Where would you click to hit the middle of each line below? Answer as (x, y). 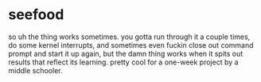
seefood (36, 15)
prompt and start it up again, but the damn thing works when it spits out (126, 53)
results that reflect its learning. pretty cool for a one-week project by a (123, 62)
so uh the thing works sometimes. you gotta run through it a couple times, (129, 37)
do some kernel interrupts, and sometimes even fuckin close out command (131, 45)
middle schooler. (35, 70)
